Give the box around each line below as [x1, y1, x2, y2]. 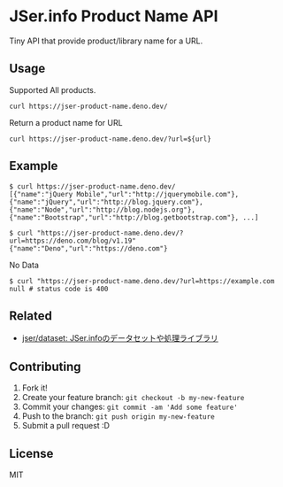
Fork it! [21, 383, 49, 393]
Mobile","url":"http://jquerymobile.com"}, [76, 189, 240, 198]
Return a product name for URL [9, 117, 123, 128]
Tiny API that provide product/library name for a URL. [9, 35, 203, 46]
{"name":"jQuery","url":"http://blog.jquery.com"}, [9, 197, 203, 206]
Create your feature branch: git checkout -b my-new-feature [21, 392, 245, 403]
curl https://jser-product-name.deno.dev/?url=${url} [9, 135, 212, 143]
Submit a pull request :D [21, 421, 111, 431]
